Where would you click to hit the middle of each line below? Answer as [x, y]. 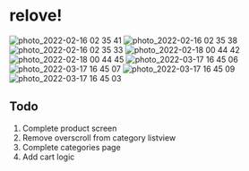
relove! [36, 16]
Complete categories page [71, 147]
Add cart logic [48, 157]
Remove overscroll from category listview [99, 137]
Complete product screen [69, 128]
